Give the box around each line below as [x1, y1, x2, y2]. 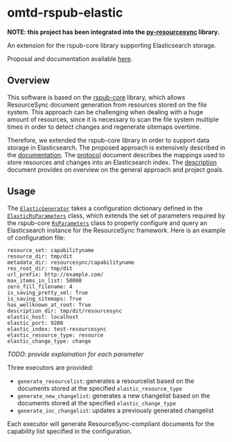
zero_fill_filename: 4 [7, 283, 73, 290]
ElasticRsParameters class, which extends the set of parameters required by [7, 211, 226, 220]
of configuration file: [7, 233, 66, 242]
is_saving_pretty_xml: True [7, 289, 89, 296]
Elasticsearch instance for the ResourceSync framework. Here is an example [7, 226, 226, 234]
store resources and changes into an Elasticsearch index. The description [7, 158, 217, 166]
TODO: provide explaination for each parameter [7, 350, 144, 358]
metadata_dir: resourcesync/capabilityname [7, 258, 135, 266]
